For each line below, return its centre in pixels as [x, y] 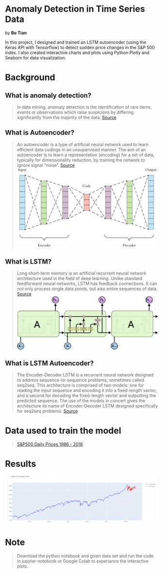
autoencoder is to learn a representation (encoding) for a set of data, [86, 155]
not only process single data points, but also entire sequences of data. [87, 289]
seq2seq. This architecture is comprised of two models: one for [80, 385]
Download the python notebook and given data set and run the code [85, 555]
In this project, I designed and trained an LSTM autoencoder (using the [76, 42]
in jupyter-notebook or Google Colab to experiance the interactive [83, 561]
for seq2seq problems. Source [47, 411]
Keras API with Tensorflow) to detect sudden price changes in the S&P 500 [80, 47]
